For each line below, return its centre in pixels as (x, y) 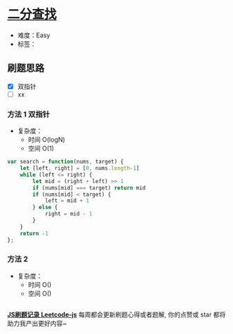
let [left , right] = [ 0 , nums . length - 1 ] (80, 168)
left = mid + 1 (67, 201)
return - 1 (34, 233)
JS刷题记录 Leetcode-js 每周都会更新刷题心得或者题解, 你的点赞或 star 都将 (116, 314)
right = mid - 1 (68, 214)
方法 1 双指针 (29, 114)
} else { (45, 208)
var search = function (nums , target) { (66, 162)
